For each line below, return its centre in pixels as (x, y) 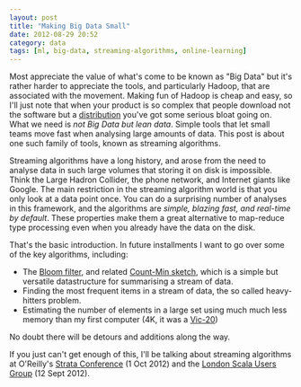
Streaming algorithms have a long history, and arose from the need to (138, 161)
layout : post (34, 18)
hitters (34, 301)
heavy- (279, 291)
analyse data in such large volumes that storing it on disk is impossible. (141, 171)
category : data (38, 43)
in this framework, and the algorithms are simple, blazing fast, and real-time (150, 208)
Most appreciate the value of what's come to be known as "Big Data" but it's (151, 76)
